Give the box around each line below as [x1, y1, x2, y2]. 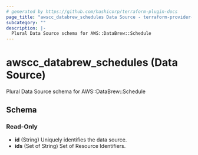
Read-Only [6, 123, 38, 131]
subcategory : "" [6, 19, 46, 25]
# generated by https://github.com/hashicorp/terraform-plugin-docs [6, 8, 178, 15]
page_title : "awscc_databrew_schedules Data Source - [6, 14, 141, 20]
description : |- [6, 25, 46, 31]
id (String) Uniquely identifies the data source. [14, 136, 127, 143]
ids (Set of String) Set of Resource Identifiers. [14, 142, 126, 149]
